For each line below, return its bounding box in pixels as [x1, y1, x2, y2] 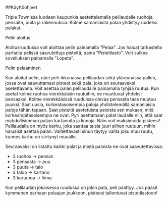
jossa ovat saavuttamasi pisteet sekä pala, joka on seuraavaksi [5, 80, 135, 86]
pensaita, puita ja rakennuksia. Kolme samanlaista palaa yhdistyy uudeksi [5, 20, 158, 25]
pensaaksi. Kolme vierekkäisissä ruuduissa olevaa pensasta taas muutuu [5, 96, 156, 102]
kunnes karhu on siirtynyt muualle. [5, 134, 77, 139]
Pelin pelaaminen [5, 65, 41, 71]
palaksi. [5, 25, 22, 31]
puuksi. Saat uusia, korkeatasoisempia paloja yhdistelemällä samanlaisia [5, 102, 155, 108]
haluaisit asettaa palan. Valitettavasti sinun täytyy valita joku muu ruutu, [5, 128, 154, 134]
